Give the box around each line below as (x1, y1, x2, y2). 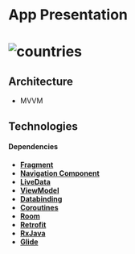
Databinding (19, 194, 63, 203)
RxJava (19, 228, 46, 238)
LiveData (19, 177, 51, 186)
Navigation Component (19, 168, 100, 178)
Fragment (19, 160, 54, 169)
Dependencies (8, 142, 59, 152)
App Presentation (8, 6, 129, 24)
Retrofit (19, 219, 47, 229)
